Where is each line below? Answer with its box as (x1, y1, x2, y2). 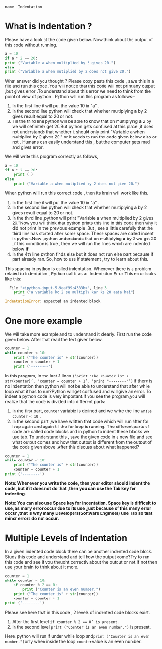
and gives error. (12, 144, 44, 150)
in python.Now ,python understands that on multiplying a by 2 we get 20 (12, 236, 157, 241)
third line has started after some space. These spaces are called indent (12, 230, 154, 236)
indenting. (5, 491, 27, 496)
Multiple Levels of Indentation (5, 532, 127, 544)
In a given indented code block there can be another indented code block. (5, 548, 153, 554)
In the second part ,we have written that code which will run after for (12, 418, 149, 424)
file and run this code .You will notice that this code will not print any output (5, 83, 155, 89)
